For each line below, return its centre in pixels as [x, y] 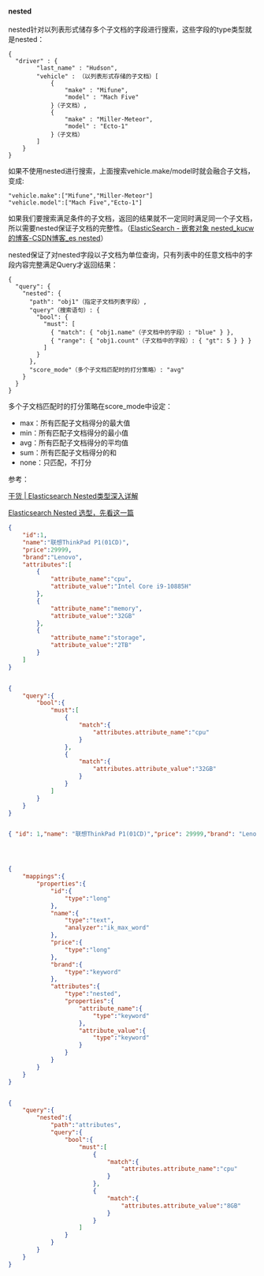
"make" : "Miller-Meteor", [109, 120]
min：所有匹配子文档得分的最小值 [74, 433]
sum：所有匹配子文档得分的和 [68, 453]
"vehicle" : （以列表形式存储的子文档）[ [98, 77]
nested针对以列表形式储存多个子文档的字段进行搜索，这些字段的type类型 [127, 30]
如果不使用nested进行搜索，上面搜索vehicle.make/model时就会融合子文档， [131, 171]
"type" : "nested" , [93, 994]
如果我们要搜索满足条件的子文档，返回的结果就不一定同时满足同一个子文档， [132, 219]
